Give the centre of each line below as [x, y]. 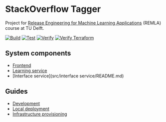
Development [26, 103]
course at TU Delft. [25, 28]
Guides [17, 91]
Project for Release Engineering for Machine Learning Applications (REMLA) [83, 23]
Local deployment [31, 109]
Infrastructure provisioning [40, 114]
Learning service [30, 70]
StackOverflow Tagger [53, 9]
